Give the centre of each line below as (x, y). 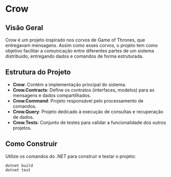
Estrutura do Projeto (38, 72)
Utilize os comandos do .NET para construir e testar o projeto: (71, 156)
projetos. (22, 128)
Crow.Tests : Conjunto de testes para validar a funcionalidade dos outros (89, 122)
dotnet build (19, 166)
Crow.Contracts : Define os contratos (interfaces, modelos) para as (83, 90)
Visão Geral (24, 28)
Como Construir (31, 144)
